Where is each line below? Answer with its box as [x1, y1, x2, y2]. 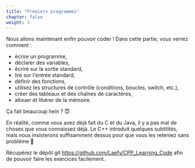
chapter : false [6, 14, 43, 20]
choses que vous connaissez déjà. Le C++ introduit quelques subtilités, [6, 125, 178, 132]
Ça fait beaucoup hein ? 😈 [6, 108, 70, 115]
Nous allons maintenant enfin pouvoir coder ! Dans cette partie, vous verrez [6, 36, 189, 43]
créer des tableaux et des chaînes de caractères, [14, 90, 133, 97]
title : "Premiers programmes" [6, 8, 80, 15]
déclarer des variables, [14, 59, 70, 66]
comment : [6, 42, 32, 49]
